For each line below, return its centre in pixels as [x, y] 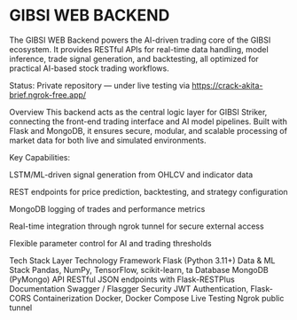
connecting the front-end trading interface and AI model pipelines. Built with [148, 121]
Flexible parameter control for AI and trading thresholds [110, 243]
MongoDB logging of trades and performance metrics [107, 208]
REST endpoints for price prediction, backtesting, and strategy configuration [148, 191]
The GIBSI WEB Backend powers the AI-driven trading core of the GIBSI [140, 40]
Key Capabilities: [40, 157]
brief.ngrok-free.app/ [48, 95]
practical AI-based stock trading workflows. [90, 68]
